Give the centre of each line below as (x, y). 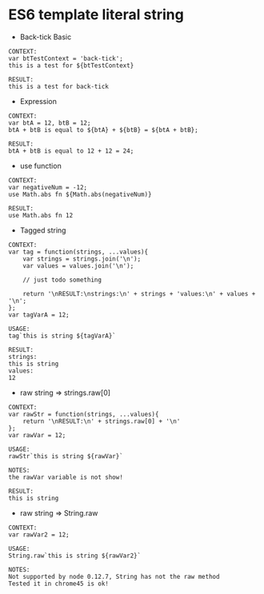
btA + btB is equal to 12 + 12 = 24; (71, 151)
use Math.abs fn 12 (41, 215)
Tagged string (43, 230)
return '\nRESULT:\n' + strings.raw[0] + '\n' (102, 421)
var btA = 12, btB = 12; (50, 123)
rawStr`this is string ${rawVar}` (66, 456)
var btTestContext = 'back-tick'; (66, 58)
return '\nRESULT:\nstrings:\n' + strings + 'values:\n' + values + (139, 293)
